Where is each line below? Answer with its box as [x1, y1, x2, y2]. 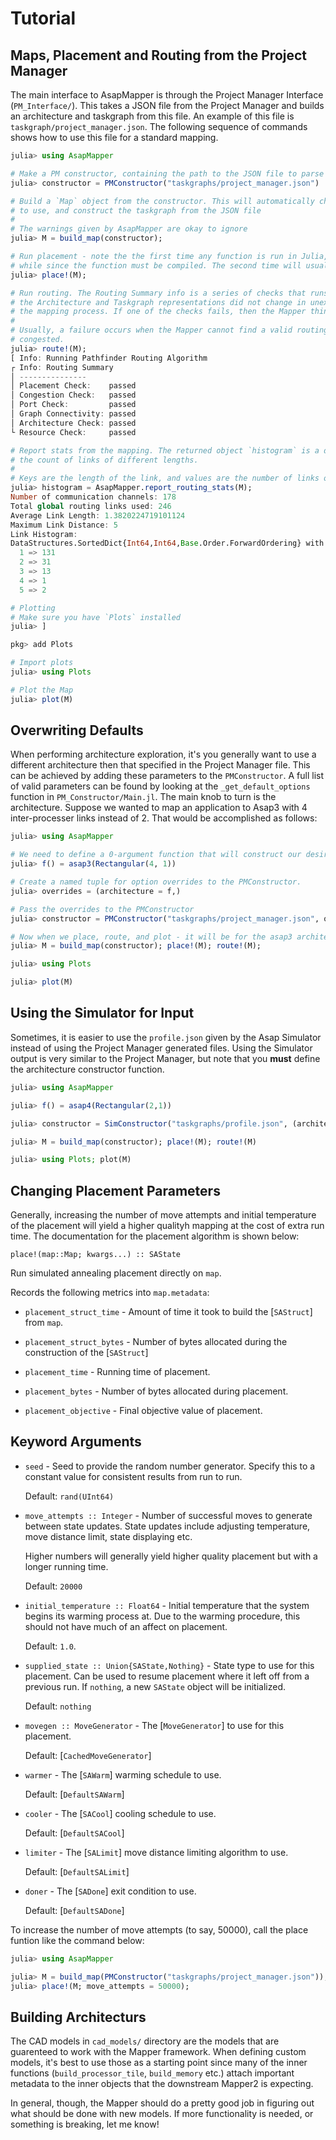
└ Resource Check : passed [10, 427, 137, 437]
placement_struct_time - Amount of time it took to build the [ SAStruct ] [24, 1306, 313, 1318]
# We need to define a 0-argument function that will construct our [10, 850, 302, 860]
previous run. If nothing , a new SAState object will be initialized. [24, 1680, 287, 1692]
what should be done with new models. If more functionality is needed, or [10, 2108, 314, 2120]
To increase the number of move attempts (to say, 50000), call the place [10, 1923, 309, 1936]
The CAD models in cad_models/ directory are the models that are [10, 2035, 280, 2047]
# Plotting [10, 603, 56, 613]
